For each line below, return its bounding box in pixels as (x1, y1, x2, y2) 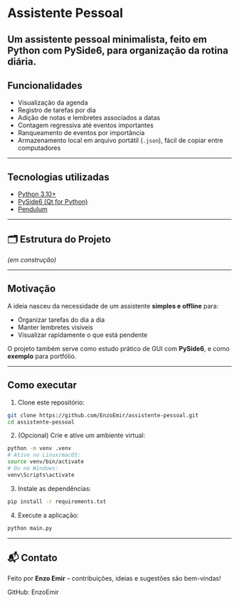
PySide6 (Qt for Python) (17, 198, 88, 206)
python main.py (7, 525, 53, 532)
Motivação (7, 283, 56, 295)
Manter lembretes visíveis (17, 323, 94, 331)
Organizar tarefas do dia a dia (17, 315, 105, 324)
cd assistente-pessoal (7, 418, 75, 426)
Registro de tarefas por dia (17, 106, 96, 114)
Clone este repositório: (17, 398, 85, 407)
